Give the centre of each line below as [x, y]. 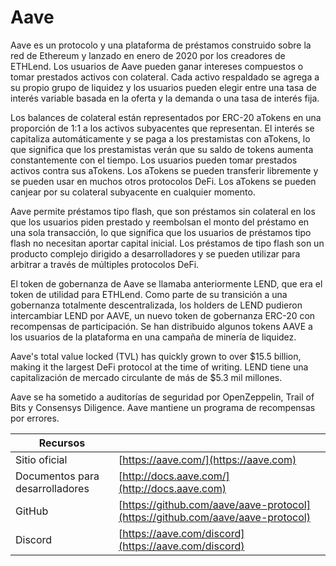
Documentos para [57, 476]
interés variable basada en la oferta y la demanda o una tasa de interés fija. [165, 98]
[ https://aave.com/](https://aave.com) [207, 459]
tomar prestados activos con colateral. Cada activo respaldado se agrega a [165, 77]
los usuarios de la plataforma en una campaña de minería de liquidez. [153, 337]
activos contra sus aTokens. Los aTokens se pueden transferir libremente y [164, 170]
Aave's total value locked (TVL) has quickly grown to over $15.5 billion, [156, 356]
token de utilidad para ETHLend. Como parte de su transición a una [149, 294]
